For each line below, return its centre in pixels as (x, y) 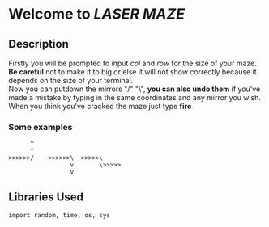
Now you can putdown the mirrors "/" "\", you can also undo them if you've (134, 89)
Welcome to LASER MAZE (96, 14)
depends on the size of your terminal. (71, 80)
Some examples (41, 127)
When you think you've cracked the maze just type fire (100, 106)
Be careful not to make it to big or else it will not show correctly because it (132, 72)
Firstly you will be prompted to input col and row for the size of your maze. (132, 63)
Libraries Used (46, 197)
